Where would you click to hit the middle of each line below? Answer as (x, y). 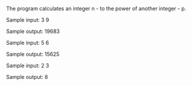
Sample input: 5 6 (28, 43)
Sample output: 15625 (33, 54)
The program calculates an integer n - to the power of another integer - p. (96, 9)
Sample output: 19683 (33, 31)
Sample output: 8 (27, 77)
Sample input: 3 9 (28, 20)
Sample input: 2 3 (28, 65)
